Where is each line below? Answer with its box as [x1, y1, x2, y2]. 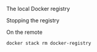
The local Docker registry [6, 5, 70, 12]
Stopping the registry [6, 17, 60, 24]
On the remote [6, 28, 43, 36]
